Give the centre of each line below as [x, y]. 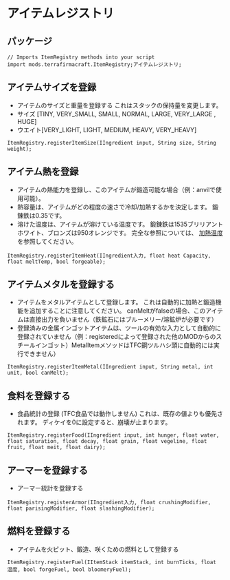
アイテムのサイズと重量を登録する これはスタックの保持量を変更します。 [119, 105]
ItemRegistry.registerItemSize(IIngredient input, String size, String [112, 143]
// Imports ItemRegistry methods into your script [81, 57]
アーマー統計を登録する [50, 488]
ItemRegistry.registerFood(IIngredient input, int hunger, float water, [113, 435]
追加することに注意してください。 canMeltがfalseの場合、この [117, 311]
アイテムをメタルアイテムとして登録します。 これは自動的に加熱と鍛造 [116, 302]
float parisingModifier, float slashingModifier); [81, 509]
